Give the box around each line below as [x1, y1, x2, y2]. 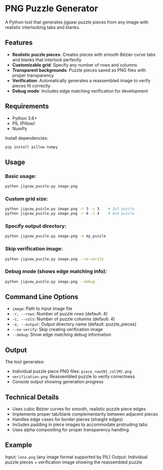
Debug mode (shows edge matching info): [5, 268, 107, 275]
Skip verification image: [5, 245, 63, 252]
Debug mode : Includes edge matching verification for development [12, 88, 148, 94]
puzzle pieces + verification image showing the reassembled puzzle [5, 459, 142, 465]
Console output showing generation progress [12, 379, 104, 385]
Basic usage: [5, 172, 37, 179]
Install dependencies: [5, 135, 48, 141]
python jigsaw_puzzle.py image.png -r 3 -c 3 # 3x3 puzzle [5, 207, 135, 211]
